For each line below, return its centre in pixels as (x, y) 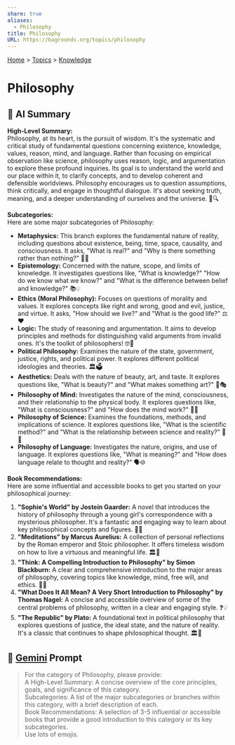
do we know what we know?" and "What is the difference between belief (122, 281)
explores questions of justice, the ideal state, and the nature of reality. (118, 625)
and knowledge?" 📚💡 (49, 289)
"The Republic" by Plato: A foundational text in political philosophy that (121, 618)
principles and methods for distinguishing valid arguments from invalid (119, 336)
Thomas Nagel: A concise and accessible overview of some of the (114, 600)
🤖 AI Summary (39, 114)
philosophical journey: (39, 494)
